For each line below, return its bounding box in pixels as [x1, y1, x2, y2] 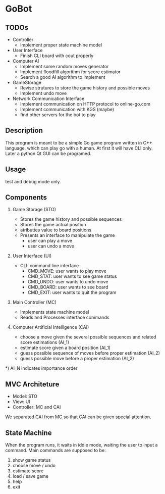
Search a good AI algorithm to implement [20, 74, 105, 80]
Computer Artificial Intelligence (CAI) [12, 324, 89, 330]
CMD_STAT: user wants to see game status [27, 273, 117, 279]
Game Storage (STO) [12, 207, 57, 213]
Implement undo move [20, 90, 67, 96]
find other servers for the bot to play [20, 112, 96, 118]
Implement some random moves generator [20, 64, 109, 69]
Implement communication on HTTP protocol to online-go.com [20, 101, 150, 107]
